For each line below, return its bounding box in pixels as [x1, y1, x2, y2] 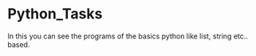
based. [7, 39, 30, 49]
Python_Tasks [7, 5, 103, 23]
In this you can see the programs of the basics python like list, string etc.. [7, 31, 249, 41]
